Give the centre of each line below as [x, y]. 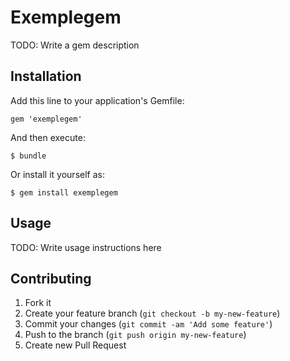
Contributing [51, 278]
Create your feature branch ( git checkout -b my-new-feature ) [152, 313]
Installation [46, 76]
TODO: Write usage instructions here [86, 247]
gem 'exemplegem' [46, 119]
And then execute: [48, 137]
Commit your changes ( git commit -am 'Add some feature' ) [148, 324]
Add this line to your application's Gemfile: [97, 100]
